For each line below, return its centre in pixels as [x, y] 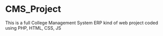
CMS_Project [33, 9]
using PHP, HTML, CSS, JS [33, 28]
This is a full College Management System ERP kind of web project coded [82, 23]
